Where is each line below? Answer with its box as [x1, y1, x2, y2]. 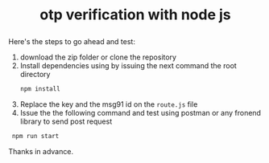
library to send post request [19, 116, 113, 126]
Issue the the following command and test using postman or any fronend [19, 108, 262, 118]
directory [19, 70, 51, 79]
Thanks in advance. [8, 146, 74, 156]
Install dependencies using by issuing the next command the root [19, 61, 238, 71]
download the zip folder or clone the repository [19, 52, 177, 62]
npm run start [11, 132, 60, 141]
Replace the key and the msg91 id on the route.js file [19, 100, 198, 109]
